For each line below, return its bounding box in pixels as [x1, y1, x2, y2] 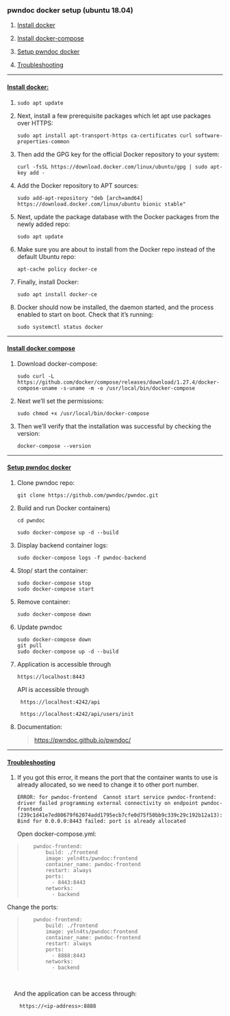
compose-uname [16, 384, 57, 392]
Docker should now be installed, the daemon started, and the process [16, 303, 214, 311]
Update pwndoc [16, 623, 63, 631]
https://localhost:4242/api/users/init [20, 710, 134, 717]
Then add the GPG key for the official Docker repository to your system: [16, 150, 220, 158]
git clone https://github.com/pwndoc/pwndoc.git [16, 492, 159, 499]
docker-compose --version [16, 443, 91, 449]
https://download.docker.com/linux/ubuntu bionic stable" [16, 201, 186, 208]
